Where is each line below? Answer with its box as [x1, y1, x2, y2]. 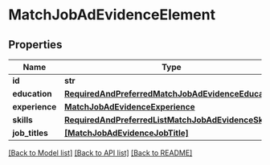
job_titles [12, 127, 48, 138]
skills [12, 114, 34, 126]
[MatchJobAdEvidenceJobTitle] [63, 127, 189, 138]
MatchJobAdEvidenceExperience [63, 101, 195, 112]
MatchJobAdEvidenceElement [8, 6, 215, 24]
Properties [8, 38, 63, 52]
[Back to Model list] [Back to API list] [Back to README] [8, 148, 193, 158]
